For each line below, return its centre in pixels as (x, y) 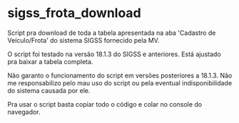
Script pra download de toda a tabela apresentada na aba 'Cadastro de (112, 33)
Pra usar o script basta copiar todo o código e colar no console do (105, 104)
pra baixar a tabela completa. (50, 61)
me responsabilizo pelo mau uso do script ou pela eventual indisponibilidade (120, 82)
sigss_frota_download (74, 13)
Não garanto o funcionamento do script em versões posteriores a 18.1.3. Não (120, 75)
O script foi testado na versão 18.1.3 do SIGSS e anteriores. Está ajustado (114, 54)
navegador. (24, 112)
